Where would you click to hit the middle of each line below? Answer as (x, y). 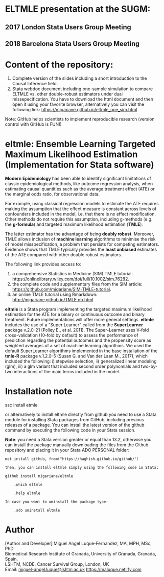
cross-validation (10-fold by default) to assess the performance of (72, 335)
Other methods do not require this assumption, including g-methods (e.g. (79, 219)
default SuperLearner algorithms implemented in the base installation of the (81, 351)
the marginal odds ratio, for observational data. (52, 194)
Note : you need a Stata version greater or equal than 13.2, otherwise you (78, 439)
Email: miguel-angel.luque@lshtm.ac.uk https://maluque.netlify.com (73, 569)
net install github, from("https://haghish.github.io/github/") (72, 459)
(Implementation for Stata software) (80, 165)
